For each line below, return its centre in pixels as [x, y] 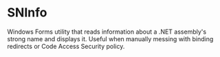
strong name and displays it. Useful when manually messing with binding [110, 38]
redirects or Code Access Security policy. [66, 46]
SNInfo [27, 13]
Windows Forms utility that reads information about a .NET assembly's [107, 32]
